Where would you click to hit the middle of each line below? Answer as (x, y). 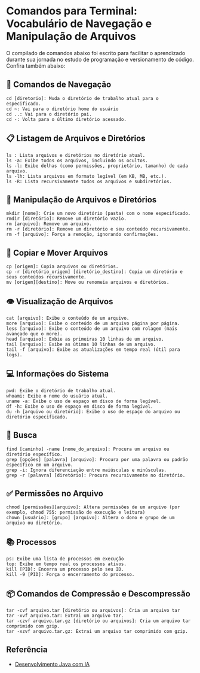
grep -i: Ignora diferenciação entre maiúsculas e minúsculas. (87, 470)
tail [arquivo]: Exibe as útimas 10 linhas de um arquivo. (81, 344)
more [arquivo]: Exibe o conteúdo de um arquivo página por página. (93, 323)
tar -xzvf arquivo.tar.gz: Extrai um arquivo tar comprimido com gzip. (97, 632)
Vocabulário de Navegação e (79, 24)
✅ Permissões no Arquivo (55, 494)
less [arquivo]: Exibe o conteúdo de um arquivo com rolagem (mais (92, 329)
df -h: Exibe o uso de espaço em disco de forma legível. (80, 406)
